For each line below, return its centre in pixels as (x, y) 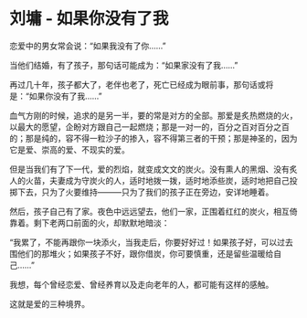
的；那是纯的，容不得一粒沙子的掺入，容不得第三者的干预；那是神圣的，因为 (153, 138)
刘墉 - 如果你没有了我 (89, 19)
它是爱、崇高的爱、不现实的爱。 (69, 149)
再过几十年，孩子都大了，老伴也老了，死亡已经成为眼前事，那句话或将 (142, 84)
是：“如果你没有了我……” (56, 96)
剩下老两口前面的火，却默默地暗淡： (101, 223)
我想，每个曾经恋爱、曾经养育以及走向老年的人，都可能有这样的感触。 (142, 284)
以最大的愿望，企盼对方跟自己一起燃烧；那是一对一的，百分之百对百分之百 (149, 127)
